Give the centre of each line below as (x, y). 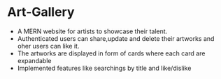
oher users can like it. (48, 46)
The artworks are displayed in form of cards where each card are (111, 53)
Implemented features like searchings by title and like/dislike (104, 68)
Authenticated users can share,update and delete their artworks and (116, 38)
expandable (34, 60)
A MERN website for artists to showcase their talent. (92, 31)
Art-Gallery (41, 12)
